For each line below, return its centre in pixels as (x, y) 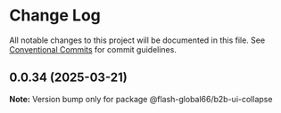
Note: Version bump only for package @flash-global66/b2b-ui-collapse (141, 99)
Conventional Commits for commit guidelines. (93, 49)
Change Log (55, 16)
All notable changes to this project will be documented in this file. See (137, 40)
